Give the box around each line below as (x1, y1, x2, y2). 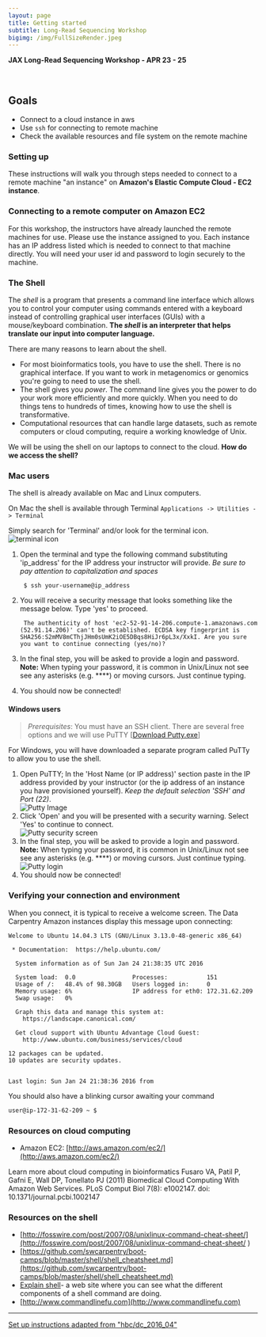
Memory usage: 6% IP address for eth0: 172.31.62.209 (15, 987, 253, 995)
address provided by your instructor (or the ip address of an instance (19, 777, 245, 788)
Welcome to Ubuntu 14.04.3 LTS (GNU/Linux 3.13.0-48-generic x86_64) (8, 932, 243, 940)
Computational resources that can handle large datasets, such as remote (19, 418, 257, 427)
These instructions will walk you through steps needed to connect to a (8, 169, 237, 179)
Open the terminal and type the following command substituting (19, 549, 228, 559)
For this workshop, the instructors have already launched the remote (8, 223, 232, 234)
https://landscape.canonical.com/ (22, 1015, 136, 1023)
